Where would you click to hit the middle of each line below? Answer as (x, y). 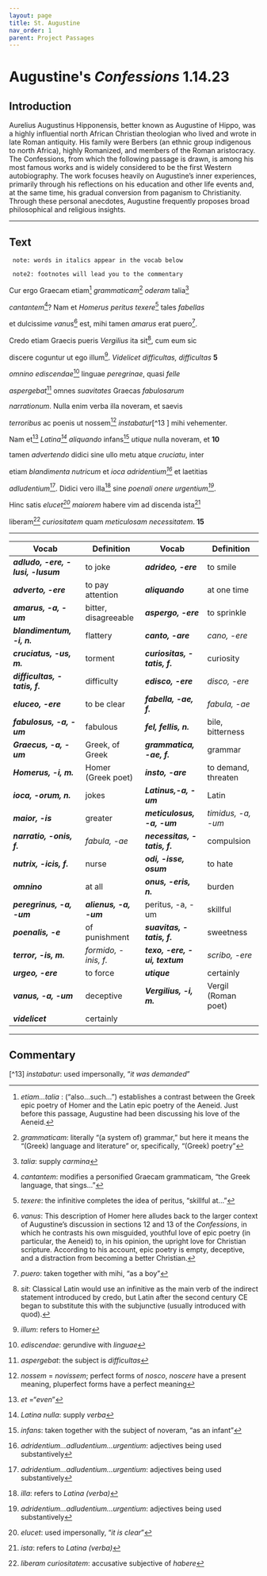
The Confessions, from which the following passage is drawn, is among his (132, 159)
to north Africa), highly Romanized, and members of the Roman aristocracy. (132, 151)
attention (102, 595)
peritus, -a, (166, 904)
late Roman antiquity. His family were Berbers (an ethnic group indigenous (130, 142)
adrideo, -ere (171, 567)
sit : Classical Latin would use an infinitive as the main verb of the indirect (139, 1289)
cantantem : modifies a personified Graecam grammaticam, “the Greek (135, 1177)
